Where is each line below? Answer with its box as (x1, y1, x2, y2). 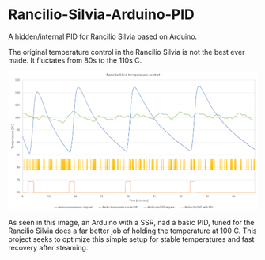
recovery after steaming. (8, 243, 89, 252)
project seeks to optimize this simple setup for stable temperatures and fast (8, 234, 255, 243)
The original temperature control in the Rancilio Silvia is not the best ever (8, 47, 245, 56)
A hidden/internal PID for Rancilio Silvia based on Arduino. (8, 32, 198, 41)
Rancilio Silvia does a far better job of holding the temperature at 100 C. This (8, 226, 257, 235)
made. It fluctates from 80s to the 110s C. (8, 55, 142, 65)
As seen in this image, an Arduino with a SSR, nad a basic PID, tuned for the (8, 217, 255, 227)
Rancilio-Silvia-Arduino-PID (8, 6, 195, 24)
